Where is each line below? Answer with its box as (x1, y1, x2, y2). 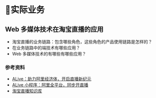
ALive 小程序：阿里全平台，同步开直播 (12, 82, 89, 88)
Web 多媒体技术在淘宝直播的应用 (5, 25, 104, 33)
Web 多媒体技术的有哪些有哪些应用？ (12, 51, 86, 56)
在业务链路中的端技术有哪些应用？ (12, 45, 80, 51)
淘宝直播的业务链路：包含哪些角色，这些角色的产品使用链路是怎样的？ (12, 39, 153, 44)
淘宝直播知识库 (12, 88, 42, 94)
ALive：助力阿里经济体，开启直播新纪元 (12, 76, 92, 82)
